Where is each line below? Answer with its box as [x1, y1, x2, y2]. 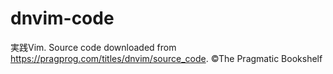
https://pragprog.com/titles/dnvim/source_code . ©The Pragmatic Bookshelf [10, 52, 323, 64]
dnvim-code [10, 7, 115, 30]
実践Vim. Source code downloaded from [10, 41, 177, 53]
